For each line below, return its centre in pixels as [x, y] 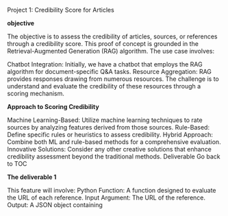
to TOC [17, 164]
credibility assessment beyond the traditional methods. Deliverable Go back [114, 156]
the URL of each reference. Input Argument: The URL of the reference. [106, 197]
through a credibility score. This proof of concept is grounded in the [103, 44]
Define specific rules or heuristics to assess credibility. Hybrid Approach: [110, 134]
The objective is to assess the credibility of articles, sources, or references [112, 36]
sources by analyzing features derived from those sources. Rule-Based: [109, 127]
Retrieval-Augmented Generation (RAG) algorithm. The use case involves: [111, 51]
